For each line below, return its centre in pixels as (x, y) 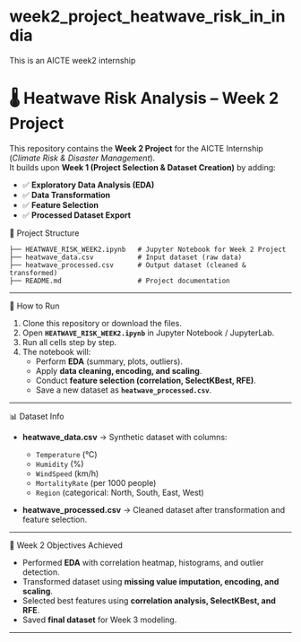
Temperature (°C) (66, 454)
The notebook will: (56, 351)
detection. (41, 572)
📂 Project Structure (44, 233)
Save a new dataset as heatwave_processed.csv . (124, 390)
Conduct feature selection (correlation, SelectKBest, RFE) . (146, 380)
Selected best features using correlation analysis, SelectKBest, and (149, 600)
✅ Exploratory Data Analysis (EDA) (88, 185)
